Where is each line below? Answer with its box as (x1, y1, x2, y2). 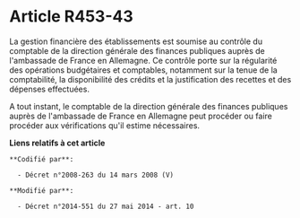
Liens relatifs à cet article (9, 137, 106, 148)
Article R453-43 (9, 6, 133, 27)
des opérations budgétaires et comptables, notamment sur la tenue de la (9, 65, 278, 75)
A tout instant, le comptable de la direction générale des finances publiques (9, 100, 288, 111)
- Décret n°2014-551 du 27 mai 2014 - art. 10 (17, 202, 194, 211)
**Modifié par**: (9, 186, 74, 195)
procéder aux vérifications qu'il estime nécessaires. (9, 119, 200, 131)
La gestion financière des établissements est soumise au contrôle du (9, 36, 262, 47)
